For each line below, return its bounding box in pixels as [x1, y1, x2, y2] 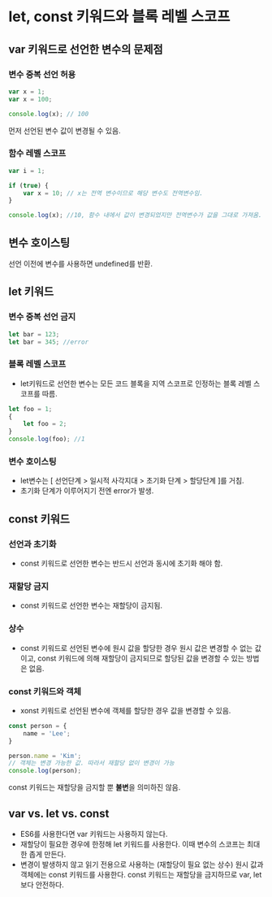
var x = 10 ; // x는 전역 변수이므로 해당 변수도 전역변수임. [23, 188, 204, 197]
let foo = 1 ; [8, 405, 53, 413]
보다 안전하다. [19, 880, 65, 890]
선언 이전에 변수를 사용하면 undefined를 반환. [8, 258, 153, 268]
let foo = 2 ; [23, 420, 67, 428]
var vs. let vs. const [8, 806, 110, 821]
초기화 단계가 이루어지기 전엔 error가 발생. [19, 486, 154, 496]
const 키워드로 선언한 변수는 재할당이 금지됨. [19, 600, 163, 610]
